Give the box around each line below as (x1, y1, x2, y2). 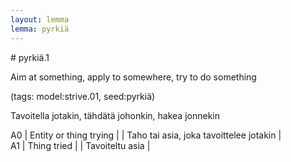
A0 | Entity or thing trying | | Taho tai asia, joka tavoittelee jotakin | (10, 129, 282, 141)
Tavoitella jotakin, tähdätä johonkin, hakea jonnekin (10, 109, 221, 121)
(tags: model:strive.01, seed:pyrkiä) (10, 90, 156, 102)
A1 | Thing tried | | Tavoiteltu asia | (10, 139, 151, 151)
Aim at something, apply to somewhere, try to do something (10, 71, 257, 83)
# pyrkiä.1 (10, 51, 50, 63)
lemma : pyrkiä (10, 24, 70, 34)
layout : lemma (10, 14, 70, 25)
